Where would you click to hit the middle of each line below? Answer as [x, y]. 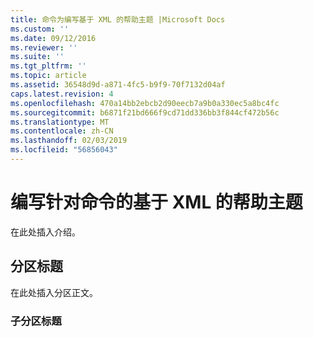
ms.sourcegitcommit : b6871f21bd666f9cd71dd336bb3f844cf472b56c [145, 112]
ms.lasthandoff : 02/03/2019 [69, 141]
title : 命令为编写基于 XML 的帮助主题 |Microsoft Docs [118, 19]
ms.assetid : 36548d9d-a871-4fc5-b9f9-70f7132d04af [118, 85]
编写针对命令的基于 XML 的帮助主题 [156, 202]
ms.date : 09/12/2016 [53, 38]
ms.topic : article [48, 76]
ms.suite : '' [37, 57]
